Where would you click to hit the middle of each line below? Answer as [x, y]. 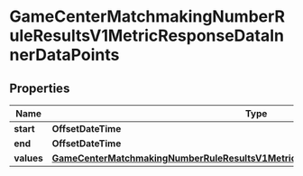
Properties [40, 88]
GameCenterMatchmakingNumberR [147, 17]
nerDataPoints [64, 55]
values [28, 158]
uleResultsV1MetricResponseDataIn [147, 36]
